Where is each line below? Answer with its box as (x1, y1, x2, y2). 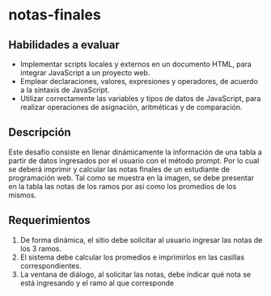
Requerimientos (8, 214, 91, 227)
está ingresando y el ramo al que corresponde (19, 277, 175, 288)
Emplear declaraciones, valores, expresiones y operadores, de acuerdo (19, 77, 259, 86)
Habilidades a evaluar (8, 38, 120, 52)
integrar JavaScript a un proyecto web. (19, 68, 150, 78)
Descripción (8, 125, 71, 139)
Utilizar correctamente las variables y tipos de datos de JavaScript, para (19, 94, 261, 103)
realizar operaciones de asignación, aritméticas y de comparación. (19, 103, 243, 112)
